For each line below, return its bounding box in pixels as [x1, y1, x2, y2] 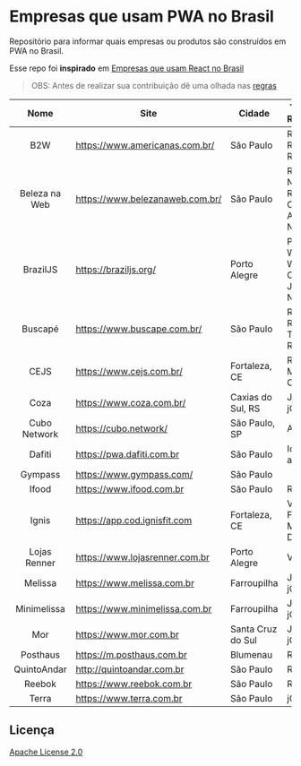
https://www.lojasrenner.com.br [75, 551, 211, 564]
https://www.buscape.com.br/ [75, 323, 202, 335]
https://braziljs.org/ [75, 263, 157, 275]
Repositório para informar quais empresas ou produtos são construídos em [9, 36, 287, 47]
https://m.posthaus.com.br [75, 648, 188, 660]
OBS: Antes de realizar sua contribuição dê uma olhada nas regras [30, 80, 278, 90]
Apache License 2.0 [9, 746, 83, 757]
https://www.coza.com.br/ [75, 396, 186, 409]
